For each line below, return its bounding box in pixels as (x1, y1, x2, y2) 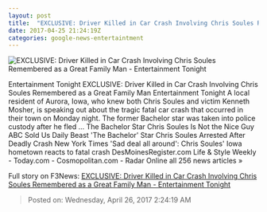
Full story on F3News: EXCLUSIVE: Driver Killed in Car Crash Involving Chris (8, 171, 257, 181)
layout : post (8, 11, 52, 20)
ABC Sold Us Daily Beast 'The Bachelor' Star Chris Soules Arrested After (8, 131, 246, 140)
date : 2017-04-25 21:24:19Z (8, 26, 102, 34)
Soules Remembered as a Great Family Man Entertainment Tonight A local (8, 88, 250, 98)
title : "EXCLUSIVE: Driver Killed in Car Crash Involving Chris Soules (8, 19, 254, 27)
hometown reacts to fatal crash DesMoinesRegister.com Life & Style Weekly (8, 147, 257, 157)
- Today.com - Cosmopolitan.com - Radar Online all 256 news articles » (8, 156, 243, 166)
